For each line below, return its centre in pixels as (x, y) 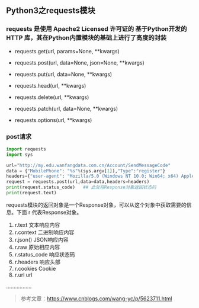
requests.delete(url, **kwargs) (52, 97)
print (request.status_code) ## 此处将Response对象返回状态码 (81, 187)
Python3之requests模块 (51, 11)
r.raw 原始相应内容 (37, 247)
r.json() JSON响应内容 (42, 239)
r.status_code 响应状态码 (45, 254)
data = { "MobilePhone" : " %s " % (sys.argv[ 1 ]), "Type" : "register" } (86, 171)
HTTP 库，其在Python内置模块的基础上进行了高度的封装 (86, 38)
